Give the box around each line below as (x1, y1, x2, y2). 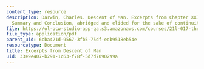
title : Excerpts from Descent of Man (6, 48, 102, 54)
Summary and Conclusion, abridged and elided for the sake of (12, 20, 172, 26)
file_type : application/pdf (6, 31, 78, 37)
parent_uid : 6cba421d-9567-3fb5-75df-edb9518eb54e (6, 37, 137, 43)
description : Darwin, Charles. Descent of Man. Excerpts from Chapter (6, 14, 189, 20)
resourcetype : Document (6, 43, 67, 49)
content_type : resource (6, 8, 67, 15)
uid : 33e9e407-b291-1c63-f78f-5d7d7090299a (6, 53, 118, 59)
